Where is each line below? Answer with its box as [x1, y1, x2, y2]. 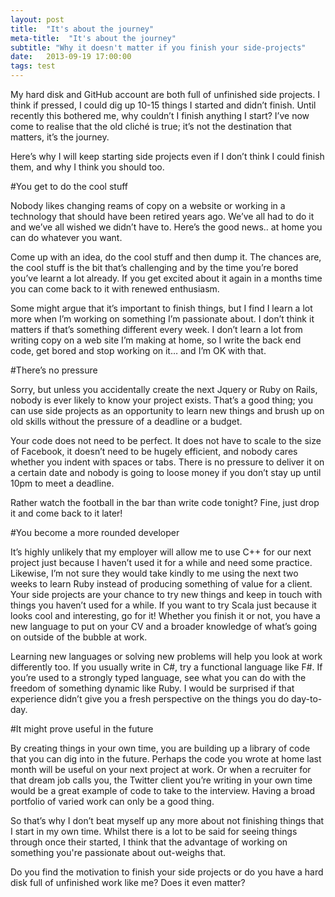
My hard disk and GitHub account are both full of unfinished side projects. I [10, 89, 320, 100]
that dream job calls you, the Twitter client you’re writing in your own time [10, 774, 313, 786]
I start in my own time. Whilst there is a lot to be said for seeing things [10, 826, 298, 837]
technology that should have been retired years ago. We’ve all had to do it [10, 211, 315, 222]
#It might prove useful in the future [10, 723, 154, 735]
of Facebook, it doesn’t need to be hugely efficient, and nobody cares [10, 446, 298, 457]
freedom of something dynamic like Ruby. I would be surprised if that [10, 682, 295, 694]
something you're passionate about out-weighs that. [10, 847, 226, 858]
